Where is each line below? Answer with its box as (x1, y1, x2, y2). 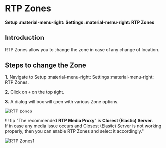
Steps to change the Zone (5, 61, 87, 70)
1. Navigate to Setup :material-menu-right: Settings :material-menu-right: (5, 74, 154, 80)
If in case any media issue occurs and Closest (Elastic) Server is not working (5, 123, 162, 129)
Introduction (5, 34, 45, 42)
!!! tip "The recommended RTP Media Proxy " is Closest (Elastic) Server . (5, 117, 154, 123)
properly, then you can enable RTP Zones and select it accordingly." (5, 128, 144, 134)
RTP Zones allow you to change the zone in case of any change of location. (5, 46, 160, 52)
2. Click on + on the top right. (5, 89, 64, 95)
